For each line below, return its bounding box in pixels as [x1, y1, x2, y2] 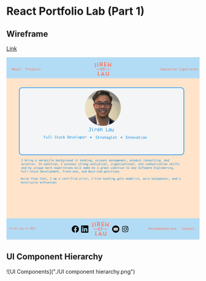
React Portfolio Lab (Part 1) [6, 4, 145, 18]
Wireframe [6, 29, 48, 39]
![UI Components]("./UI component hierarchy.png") [6, 268, 135, 275]
